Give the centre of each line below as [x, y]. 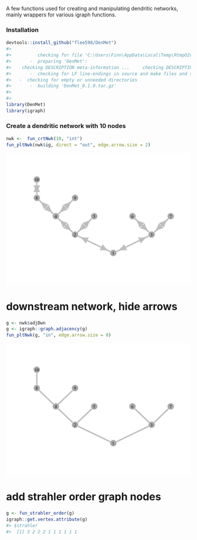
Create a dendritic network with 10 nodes [66, 125]
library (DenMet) [26, 105]
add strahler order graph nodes [84, 497]
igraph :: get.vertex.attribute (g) [47, 519]
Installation [23, 30]
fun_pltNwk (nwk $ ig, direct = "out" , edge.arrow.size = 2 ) [78, 145]
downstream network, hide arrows [92, 306]
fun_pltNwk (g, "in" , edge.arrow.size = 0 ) [59, 335]
